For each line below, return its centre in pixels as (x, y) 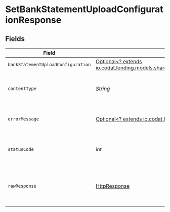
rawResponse (22, 186)
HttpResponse (113, 186)
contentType (22, 89)
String (103, 89)
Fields (15, 39)
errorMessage (24, 119)
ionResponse (33, 20)
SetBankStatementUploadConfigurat (84, 9)
